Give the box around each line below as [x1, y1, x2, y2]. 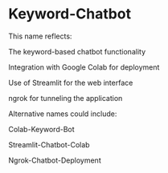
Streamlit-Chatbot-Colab [8, 139, 90, 149]
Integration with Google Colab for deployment [8, 62, 160, 72]
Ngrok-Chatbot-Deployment [8, 155, 102, 165]
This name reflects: [8, 31, 72, 41]
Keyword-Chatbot [8, 5, 131, 23]
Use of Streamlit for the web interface [8, 78, 133, 87]
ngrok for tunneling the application [8, 93, 123, 103]
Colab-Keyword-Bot [8, 124, 75, 134]
